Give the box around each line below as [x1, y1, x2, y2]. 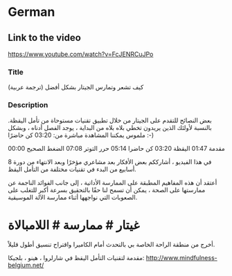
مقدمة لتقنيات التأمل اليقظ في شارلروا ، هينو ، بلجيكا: [8, 253, 145, 261]
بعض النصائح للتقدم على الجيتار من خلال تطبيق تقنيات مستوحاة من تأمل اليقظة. [8, 116, 212, 125]
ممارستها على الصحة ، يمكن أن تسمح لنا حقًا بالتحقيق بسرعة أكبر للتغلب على [8, 185, 206, 194]
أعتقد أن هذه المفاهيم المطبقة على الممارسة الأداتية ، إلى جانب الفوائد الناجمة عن [8, 178, 217, 187]
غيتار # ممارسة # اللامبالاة [8, 217, 140, 232]
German [8, 4, 55, 20]
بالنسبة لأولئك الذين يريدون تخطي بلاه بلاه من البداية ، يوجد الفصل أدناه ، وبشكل [8, 123, 212, 131]
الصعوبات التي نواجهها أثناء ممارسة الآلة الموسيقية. [8, 193, 138, 201]
